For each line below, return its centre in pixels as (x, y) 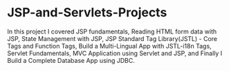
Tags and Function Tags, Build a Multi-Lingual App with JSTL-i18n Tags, (110, 46)
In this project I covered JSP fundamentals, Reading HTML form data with (112, 31)
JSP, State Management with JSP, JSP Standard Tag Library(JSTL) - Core (112, 38)
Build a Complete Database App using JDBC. (71, 60)
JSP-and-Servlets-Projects (87, 13)
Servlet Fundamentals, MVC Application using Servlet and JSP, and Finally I (115, 53)
